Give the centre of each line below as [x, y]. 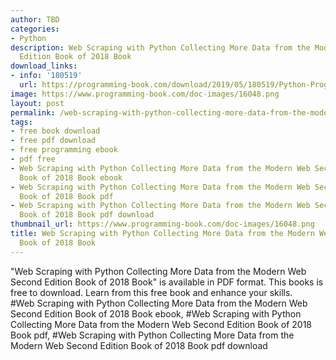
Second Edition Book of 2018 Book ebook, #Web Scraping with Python [156, 313]
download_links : [44, 66]
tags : [21, 122]
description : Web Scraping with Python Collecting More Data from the [160, 47]
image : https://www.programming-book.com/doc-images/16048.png [145, 94]
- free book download [55, 131]
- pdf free [33, 159]
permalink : [33, 112]
